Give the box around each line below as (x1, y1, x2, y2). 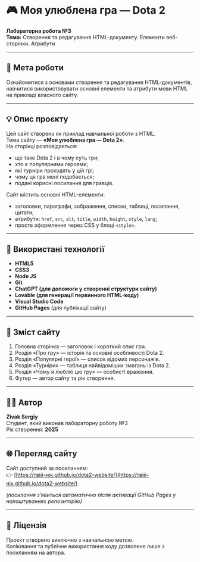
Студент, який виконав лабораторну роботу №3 (6, 420, 128, 426)
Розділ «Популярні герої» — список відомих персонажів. (14, 355, 161, 363)
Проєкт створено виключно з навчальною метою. (6, 536, 134, 544)
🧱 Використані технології (6, 244, 105, 254)
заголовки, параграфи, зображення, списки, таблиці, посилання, (14, 202, 180, 210)
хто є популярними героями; (14, 160, 89, 167)
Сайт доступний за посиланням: (6, 464, 88, 472)
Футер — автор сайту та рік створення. (14, 374, 115, 382)
